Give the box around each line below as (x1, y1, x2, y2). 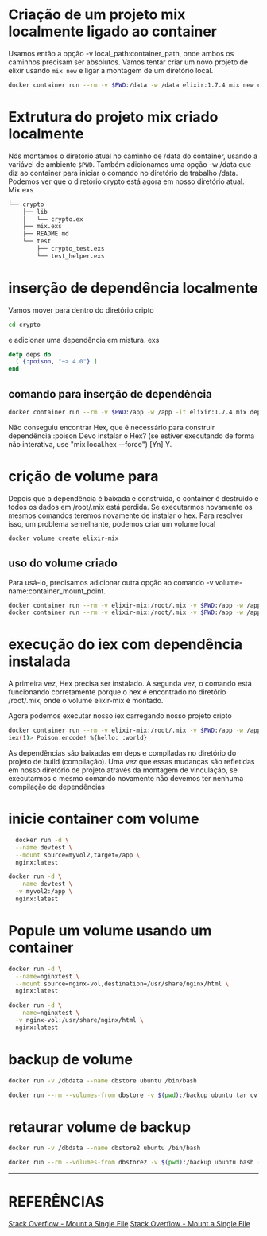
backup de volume (8, 1051, 133, 1068)
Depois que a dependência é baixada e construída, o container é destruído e (8, 493, 259, 503)
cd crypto (8, 321, 41, 328)
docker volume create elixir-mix (8, 534, 119, 542)
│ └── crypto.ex (22, 215, 83, 223)
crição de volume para (8, 468, 159, 486)
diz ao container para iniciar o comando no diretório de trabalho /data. (8, 168, 238, 177)
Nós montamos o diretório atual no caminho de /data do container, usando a (8, 151, 258, 161)
